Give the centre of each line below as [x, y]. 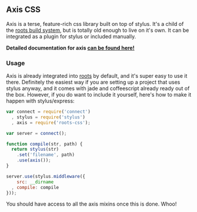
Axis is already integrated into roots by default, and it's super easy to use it [97, 76]
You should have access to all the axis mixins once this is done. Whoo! [91, 204]
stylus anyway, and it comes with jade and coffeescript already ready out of [98, 88]
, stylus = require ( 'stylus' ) [48, 117]
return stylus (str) [35, 150]
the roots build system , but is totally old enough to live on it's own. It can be [98, 30]
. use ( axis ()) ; [34, 160]
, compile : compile [35, 187]
